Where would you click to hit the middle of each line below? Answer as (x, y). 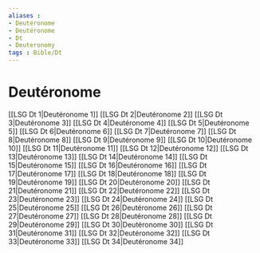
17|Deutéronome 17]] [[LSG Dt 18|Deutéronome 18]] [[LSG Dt (108, 173)
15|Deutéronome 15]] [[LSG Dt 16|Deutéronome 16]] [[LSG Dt (108, 165)
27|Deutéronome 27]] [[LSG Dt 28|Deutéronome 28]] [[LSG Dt (110, 215)
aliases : (25, 16)
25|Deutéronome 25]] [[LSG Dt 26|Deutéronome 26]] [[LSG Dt (110, 208)
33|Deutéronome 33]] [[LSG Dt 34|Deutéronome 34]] (96, 241)
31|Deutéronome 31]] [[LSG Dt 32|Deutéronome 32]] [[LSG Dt (109, 233)
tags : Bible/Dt (35, 53)
